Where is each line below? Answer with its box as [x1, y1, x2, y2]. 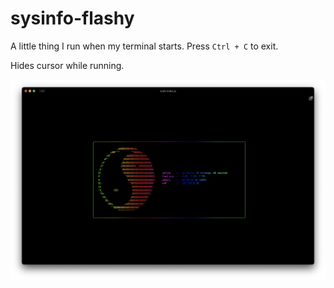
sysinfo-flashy [10, 7, 135, 30]
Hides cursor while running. [10, 59, 125, 71]
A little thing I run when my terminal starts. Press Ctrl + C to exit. [10, 40, 279, 52]
